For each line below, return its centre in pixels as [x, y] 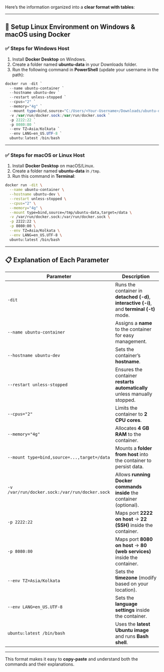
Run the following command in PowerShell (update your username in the [85, 69]
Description [136, 276]
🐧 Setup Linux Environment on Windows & [70, 27]
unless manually [134, 394]
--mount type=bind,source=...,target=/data [59, 457]
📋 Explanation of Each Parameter [57, 260]
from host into [132, 454]
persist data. [130, 466]
